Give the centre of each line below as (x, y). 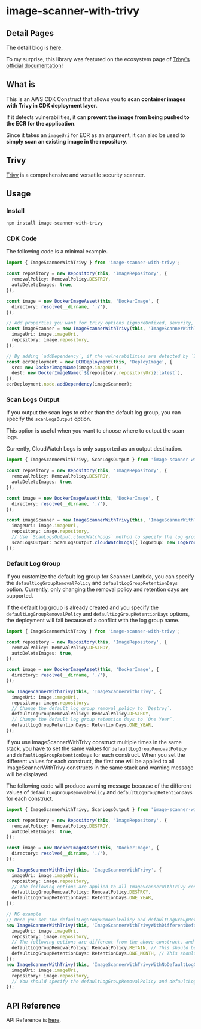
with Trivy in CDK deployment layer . (52, 105)
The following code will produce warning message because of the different (99, 786)
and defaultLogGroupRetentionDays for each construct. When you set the (96, 754)
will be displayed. (28, 774)
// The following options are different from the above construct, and (103, 942)
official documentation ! (35, 65)
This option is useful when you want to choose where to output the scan (95, 431)
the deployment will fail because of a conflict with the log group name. (93, 620)
